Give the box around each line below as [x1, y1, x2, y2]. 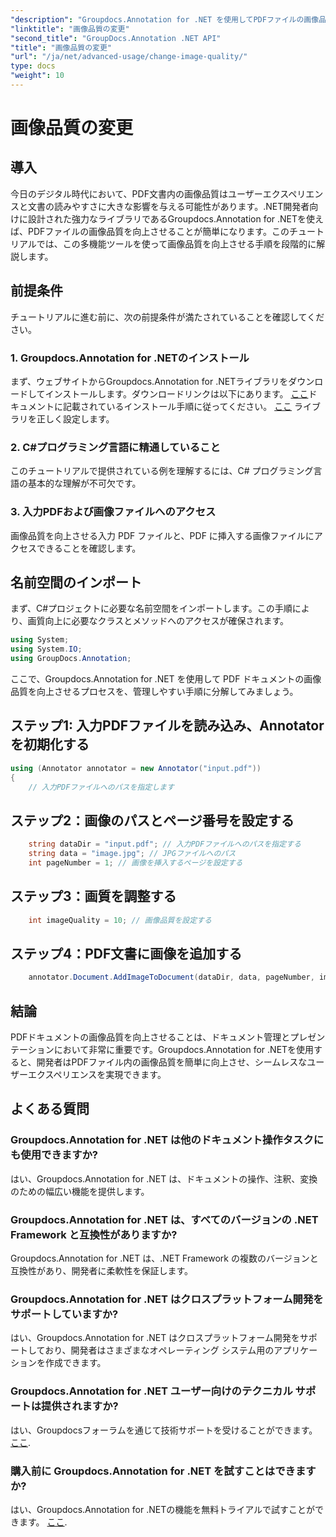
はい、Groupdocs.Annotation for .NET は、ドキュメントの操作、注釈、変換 [10, 1172, 318, 1185]
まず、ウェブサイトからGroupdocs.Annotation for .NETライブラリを [10, 375, 289, 387]
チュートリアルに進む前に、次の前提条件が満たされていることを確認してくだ [10, 311, 325, 323]
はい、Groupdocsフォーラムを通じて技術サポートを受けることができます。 [10, 1424, 318, 1436]
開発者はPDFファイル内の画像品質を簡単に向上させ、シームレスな [36, 1056, 308, 1068]
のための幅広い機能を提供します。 [10, 1185, 150, 1197]
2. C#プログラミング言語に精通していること [10, 440, 221, 454]
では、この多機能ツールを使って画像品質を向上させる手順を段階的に [36, 237, 317, 250]
